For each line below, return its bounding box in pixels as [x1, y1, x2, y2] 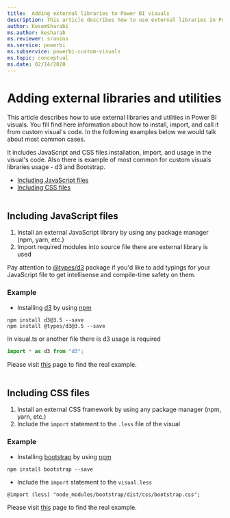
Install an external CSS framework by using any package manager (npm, [16, 405, 222, 414]
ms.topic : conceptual [7, 55, 69, 62]
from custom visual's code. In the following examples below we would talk [7, 127, 217, 135]
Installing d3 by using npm [16, 303, 92, 311]
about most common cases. [7, 135, 86, 143]
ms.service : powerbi [7, 42, 66, 49]
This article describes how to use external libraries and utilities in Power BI [7, 113, 217, 121]
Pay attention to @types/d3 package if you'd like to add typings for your [7, 263, 211, 272]
